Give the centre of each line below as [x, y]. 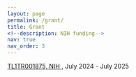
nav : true [22, 40]
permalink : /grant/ [36, 20]
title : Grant [26, 27]
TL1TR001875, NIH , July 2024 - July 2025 [68, 66]
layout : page [26, 14]
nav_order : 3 [26, 46]
